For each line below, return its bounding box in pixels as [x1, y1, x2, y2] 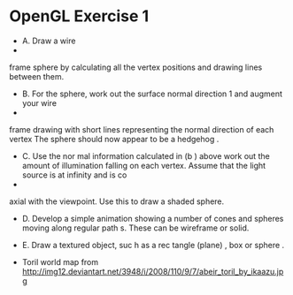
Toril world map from [21, 256, 99, 267]
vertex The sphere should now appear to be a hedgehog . [9, 133, 220, 144]
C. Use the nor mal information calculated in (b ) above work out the [21, 150, 270, 161]
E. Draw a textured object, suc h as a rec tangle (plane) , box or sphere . [21, 239, 285, 250]
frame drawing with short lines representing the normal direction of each [9, 124, 274, 134]
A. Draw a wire [21, 35, 76, 46]
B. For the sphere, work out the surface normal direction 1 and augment [21, 88, 283, 99]
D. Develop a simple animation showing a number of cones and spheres [21, 213, 284, 223]
